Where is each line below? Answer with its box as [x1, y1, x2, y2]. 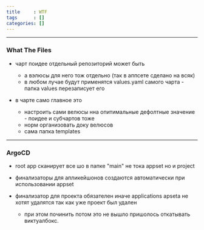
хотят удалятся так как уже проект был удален [15, 198, 137, 206]
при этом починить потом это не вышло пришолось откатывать [24, 211, 191, 218]
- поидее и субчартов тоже [24, 114, 95, 122]
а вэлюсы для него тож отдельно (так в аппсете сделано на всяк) [24, 71, 195, 79]
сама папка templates [24, 127, 81, 134]
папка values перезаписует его [24, 85, 105, 92]
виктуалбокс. [24, 217, 59, 224]
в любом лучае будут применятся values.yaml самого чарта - [24, 78, 184, 85]
